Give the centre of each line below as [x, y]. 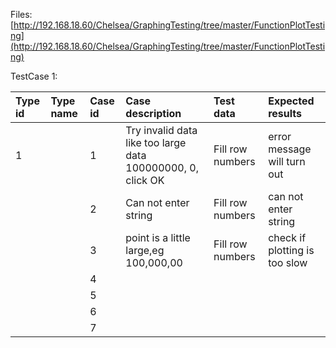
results [285, 113]
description [153, 113]
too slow [288, 262]
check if [287, 237]
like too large [156, 142]
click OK [145, 180]
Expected [291, 101]
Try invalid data [161, 130]
